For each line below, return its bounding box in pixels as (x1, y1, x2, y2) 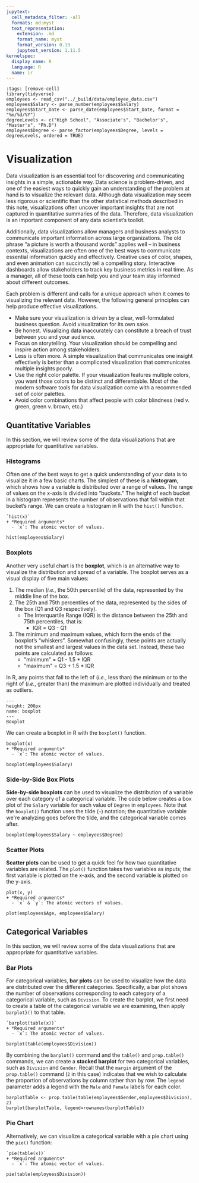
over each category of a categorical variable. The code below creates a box (6, 795, 192, 802)
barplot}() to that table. (6, 1009, 65, 1016)
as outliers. (6, 686, 34, 694)
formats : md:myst (11, 20, 55, 26)
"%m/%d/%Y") (6, 112, 36, 118)
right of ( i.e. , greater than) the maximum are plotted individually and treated (6, 680, 191, 687)
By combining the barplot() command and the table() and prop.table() (6, 1051, 185, 1059)
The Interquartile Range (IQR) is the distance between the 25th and (23, 611, 188, 619)
